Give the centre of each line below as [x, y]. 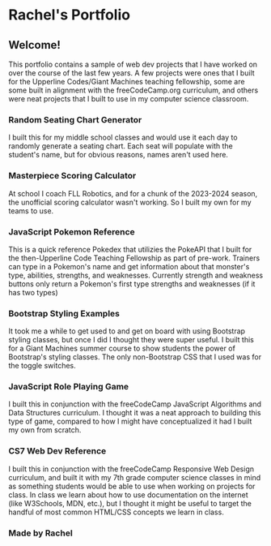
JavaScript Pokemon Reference [72, 231]
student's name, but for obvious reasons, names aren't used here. [119, 155]
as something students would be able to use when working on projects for [132, 486]
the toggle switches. [42, 366]
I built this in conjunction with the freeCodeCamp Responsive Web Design [131, 469]
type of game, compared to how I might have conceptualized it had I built [130, 421]
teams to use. [31, 211]
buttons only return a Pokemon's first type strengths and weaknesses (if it [132, 284]
